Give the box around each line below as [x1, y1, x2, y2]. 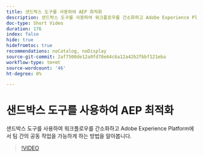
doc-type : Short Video [6, 20, 63, 26]
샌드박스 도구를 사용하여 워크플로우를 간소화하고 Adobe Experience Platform [6, 125, 189, 132]
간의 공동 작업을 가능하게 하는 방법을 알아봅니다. [19, 132, 132, 139]
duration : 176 [6, 25, 42, 32]
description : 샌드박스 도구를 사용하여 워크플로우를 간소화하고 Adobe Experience [6, 14, 190, 21]
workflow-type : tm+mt [6, 59, 61, 65]
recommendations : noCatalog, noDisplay [6, 48, 107, 54]
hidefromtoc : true [6, 43, 53, 49]
